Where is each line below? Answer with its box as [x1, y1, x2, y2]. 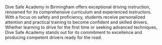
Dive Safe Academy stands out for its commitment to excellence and [5, 30, 143, 35]
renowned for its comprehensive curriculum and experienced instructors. [5, 9, 152, 15]
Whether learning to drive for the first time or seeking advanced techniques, [5, 24, 158, 30]
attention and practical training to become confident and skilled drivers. [5, 19, 148, 25]
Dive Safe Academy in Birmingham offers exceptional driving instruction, [5, 4, 151, 10]
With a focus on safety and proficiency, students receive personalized [5, 14, 145, 20]
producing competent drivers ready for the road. [5, 34, 102, 40]
